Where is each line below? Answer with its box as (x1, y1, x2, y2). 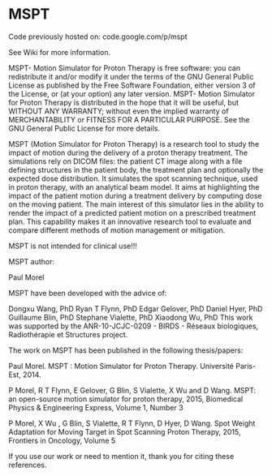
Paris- (235, 361, 257, 371)
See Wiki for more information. (8, 47, 111, 57)
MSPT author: (8, 256, 55, 266)
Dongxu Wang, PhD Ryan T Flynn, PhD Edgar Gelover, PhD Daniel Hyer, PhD (8, 303, 263, 313)
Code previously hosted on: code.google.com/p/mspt (8, 32, 188, 41)
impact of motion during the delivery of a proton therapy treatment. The (8, 148, 248, 157)
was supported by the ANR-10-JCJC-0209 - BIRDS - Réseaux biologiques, (8, 321, 258, 331)
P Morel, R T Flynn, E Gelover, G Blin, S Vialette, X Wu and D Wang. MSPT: (8, 385, 257, 395)
